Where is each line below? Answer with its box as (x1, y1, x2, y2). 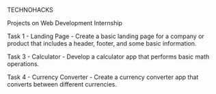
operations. (7, 60, 40, 67)
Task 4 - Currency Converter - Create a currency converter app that (7, 73, 199, 81)
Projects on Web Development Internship (7, 19, 123, 27)
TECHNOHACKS (7, 6, 53, 14)
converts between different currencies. (7, 80, 118, 88)
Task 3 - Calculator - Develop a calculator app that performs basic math (7, 52, 210, 61)
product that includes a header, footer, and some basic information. (7, 40, 197, 47)
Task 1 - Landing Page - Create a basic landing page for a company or (7, 32, 205, 40)
